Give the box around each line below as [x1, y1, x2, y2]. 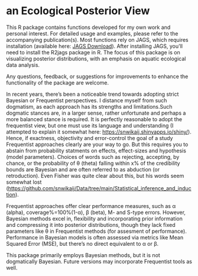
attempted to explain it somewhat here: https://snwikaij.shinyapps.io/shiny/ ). [6, 128, 192, 135]
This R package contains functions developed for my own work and [6, 24, 171, 31]
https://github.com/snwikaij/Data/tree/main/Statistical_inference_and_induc [8, 184, 192, 191]
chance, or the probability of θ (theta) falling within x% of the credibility [6, 160, 180, 167]
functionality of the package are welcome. [6, 79, 109, 86]
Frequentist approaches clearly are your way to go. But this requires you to [6, 141, 189, 148]
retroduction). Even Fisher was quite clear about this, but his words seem [6, 172, 184, 179]
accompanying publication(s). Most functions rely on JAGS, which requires [6, 36, 189, 43]
